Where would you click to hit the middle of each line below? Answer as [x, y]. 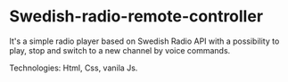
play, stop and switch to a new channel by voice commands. [120, 50]
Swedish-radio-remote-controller [136, 16]
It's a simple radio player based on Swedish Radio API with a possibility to [144, 41]
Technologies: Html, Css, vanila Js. [74, 68]
